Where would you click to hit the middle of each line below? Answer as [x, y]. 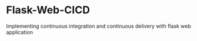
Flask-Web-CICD [48, 10]
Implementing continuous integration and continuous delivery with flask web [98, 26]
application [20, 32]
